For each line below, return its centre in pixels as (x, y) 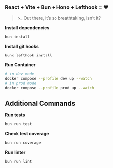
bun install (17, 37)
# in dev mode (20, 74)
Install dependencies (27, 28)
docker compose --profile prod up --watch (50, 88)
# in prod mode (21, 83)
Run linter (15, 152)
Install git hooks (22, 47)
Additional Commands (40, 103)
